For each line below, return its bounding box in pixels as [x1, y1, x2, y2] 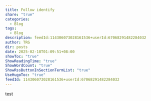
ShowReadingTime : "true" [5, 58, 57, 63]
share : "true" [5, 12, 35, 17]
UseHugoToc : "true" [5, 72, 46, 77]
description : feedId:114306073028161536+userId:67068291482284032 [5, 35, 146, 40]
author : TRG [5, 40, 30, 45]
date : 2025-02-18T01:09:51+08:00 [5, 49, 75, 54]
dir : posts [5, 44, 28, 49]
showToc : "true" [5, 53, 39, 59]
